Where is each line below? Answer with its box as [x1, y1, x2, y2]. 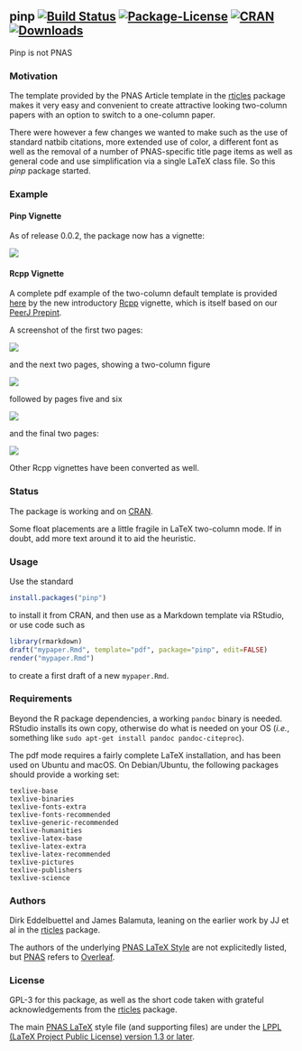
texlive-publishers [9, 865, 83, 875]
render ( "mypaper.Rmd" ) [9, 653, 95, 662]
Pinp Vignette [9, 210, 62, 221]
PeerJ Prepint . [9, 307, 62, 318]
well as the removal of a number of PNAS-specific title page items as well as [9, 146, 293, 157]
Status [9, 485, 39, 498]
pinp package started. [9, 165, 92, 176]
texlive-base [9, 786, 59, 795]
